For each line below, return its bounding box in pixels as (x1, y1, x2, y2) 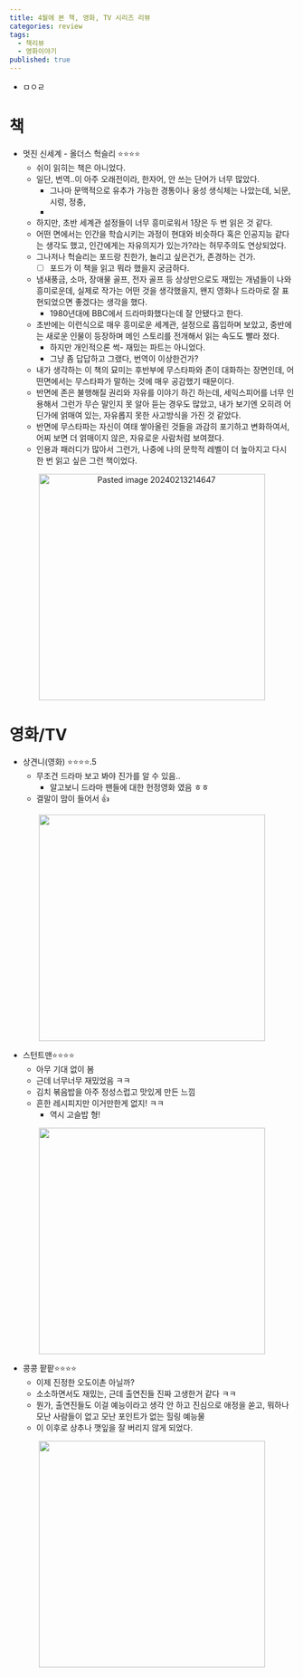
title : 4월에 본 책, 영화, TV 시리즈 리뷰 (9, 13, 151, 23)
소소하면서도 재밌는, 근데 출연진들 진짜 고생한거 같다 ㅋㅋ (35, 1388, 237, 1399)
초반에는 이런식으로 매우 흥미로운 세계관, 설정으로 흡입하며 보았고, (35, 319, 269, 330)
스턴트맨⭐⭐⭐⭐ (22, 1049, 75, 1060)
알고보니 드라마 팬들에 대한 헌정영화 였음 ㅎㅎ (49, 781, 210, 793)
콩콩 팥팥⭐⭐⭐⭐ (22, 1363, 77, 1373)
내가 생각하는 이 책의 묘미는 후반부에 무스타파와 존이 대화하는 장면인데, (35, 364, 285, 375)
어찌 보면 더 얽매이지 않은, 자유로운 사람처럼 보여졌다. (35, 432, 224, 443)
